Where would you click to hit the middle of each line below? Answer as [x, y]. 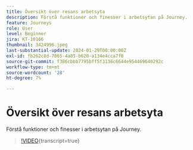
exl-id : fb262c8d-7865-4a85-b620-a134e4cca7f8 [65, 56]
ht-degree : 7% [24, 78]
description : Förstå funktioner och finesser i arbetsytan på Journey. [97, 17]
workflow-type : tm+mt [33, 67]
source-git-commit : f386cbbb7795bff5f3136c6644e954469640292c [85, 61]
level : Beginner [26, 34]
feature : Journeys [29, 23]
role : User [20, 28]
